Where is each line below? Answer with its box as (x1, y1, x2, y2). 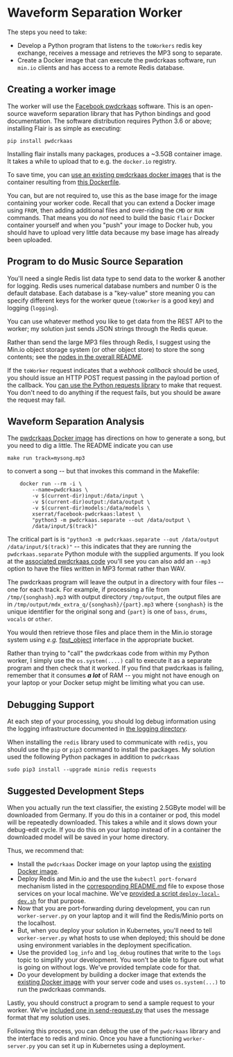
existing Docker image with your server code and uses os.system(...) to (17, 978, 226, 986)
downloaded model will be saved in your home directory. (7, 833, 169, 841)
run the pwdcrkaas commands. (17, 986, 106, 993)
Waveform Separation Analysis (7, 415, 145, 428)
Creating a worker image (7, 83, 116, 95)
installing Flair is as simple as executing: (7, 124, 122, 133)
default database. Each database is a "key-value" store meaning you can (7, 289, 215, 297)
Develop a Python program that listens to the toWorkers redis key (17, 41, 202, 49)
